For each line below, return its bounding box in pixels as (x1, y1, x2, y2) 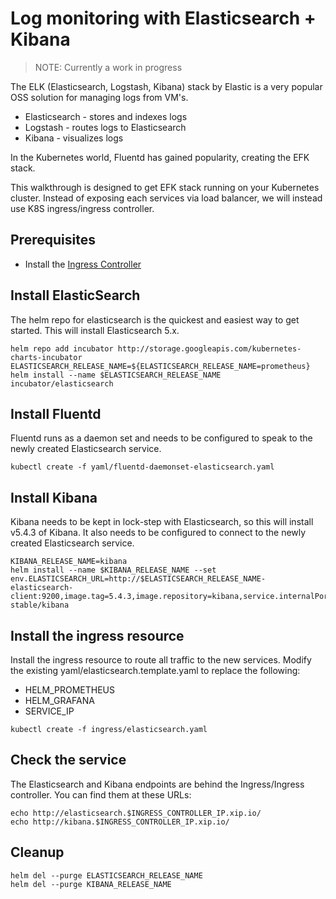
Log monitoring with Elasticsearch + (10, 7, 317, 30)
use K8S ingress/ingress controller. (10, 202, 155, 214)
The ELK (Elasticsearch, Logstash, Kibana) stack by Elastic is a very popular (10, 80, 323, 92)
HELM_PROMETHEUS (24, 684, 116, 696)
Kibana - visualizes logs (24, 132, 124, 144)
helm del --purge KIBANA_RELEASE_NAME (10, 879, 172, 889)
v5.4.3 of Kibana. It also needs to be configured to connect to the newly (10, 527, 307, 539)
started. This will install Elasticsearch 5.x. (10, 324, 180, 336)
